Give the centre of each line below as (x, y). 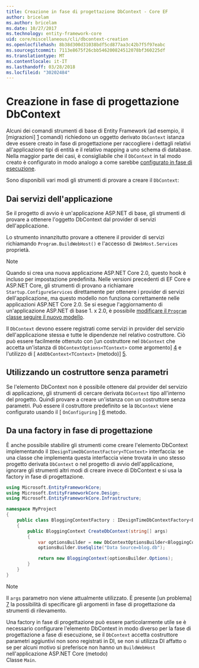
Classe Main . (21, 660)
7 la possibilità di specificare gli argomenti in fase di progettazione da (91, 604)
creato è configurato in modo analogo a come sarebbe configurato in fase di (99, 162)
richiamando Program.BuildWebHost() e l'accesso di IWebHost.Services (92, 243)
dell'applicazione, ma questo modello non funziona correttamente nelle (93, 298)
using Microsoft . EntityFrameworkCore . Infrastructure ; (74, 498)
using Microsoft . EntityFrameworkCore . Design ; (63, 493)
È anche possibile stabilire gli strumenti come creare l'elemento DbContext (97, 445)
